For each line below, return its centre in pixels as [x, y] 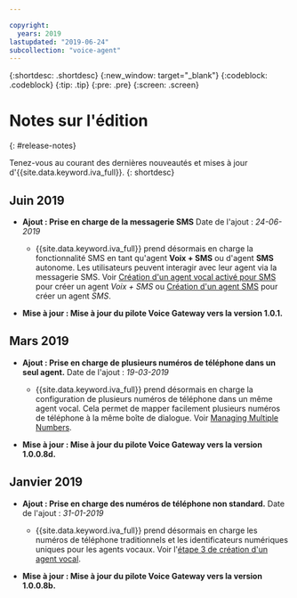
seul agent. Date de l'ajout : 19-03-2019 [95, 372]
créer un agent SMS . [73, 296]
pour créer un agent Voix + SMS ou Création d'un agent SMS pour [157, 287]
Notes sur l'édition [79, 121]
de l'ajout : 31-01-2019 [63, 512]
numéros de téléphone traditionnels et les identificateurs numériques [162, 539]
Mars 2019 [39, 341]
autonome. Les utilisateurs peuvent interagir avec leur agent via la [156, 267]
